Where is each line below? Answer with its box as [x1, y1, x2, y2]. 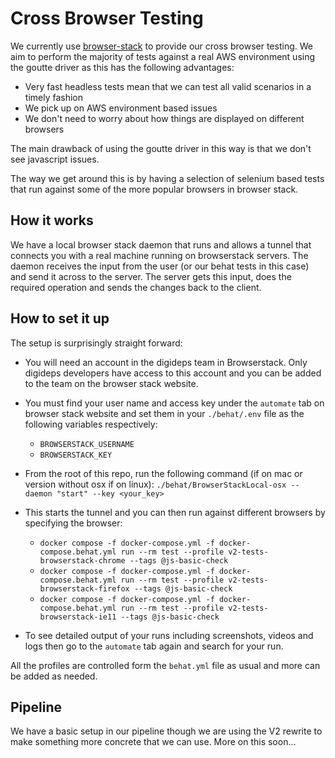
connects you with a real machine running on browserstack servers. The [10, 249, 309, 261]
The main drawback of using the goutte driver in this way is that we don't [10, 142, 312, 154]
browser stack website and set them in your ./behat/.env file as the [24, 407, 305, 419]
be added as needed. [10, 670, 98, 682]
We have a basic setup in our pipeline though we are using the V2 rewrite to [10, 725, 323, 737]
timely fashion [24, 91, 84, 103]
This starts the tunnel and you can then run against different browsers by [24, 506, 326, 518]
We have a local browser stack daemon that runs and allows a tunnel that [10, 238, 312, 251]
